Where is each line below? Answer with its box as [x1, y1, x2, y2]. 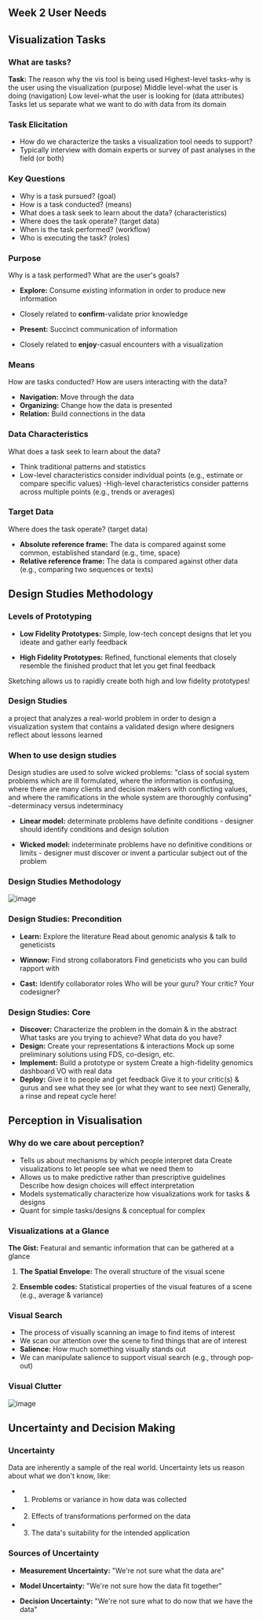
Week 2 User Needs [8, 6, 108, 20]
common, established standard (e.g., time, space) [19, 548, 181, 557]
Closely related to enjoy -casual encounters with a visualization [19, 340, 224, 349]
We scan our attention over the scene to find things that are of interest [19, 1336, 247, 1346]
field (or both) [19, 153, 64, 163]
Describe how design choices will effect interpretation [19, 1181, 195, 1190]
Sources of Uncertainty [8, 1548, 100, 1559]
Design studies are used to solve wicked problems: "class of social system [8, 768, 250, 777]
